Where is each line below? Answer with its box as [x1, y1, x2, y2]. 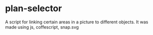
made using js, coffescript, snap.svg [5, 24, 79, 30]
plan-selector [5, 3, 62, 14]
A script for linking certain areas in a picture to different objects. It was [5, 19, 149, 25]
